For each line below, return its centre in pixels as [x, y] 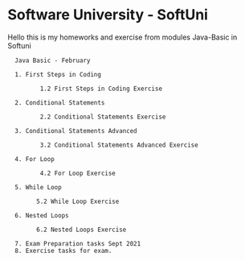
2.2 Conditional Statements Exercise [103, 117]
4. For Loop [35, 159]
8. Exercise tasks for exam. [63, 251]
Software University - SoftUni [108, 15]
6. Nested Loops [42, 215]
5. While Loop [38, 187]
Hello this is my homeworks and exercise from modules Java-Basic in [122, 37]
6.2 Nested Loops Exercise [82, 230]
